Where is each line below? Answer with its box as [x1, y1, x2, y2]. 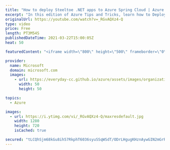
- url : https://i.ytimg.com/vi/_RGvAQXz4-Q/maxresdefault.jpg [10, 114, 144, 119]
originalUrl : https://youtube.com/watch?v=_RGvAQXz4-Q [5, 17, 123, 22]
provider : [5, 58, 26, 63]
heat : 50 [5, 40, 24, 45]
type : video [5, 21, 30, 27]
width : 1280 [14, 119, 39, 124]
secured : [5, 137, 24, 142]
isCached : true [14, 128, 47, 133]
